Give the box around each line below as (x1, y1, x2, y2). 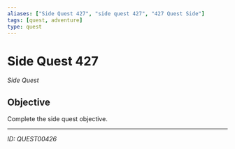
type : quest (7, 23, 42, 30)
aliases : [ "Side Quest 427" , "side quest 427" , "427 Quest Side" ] (7, 10, 205, 17)
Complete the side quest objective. (7, 115, 108, 123)
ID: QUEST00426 (7, 135, 57, 143)
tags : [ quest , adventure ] (7, 17, 83, 24)
